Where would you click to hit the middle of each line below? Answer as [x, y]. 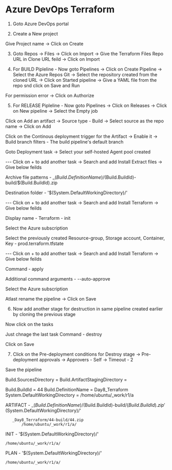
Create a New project [35, 33]
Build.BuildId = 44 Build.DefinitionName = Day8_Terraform [67, 389]
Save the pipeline [24, 370]
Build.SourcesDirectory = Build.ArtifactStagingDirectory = [66, 379]
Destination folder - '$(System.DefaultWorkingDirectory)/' [66, 193]
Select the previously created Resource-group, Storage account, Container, [85, 238]
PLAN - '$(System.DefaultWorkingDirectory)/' [54, 453]
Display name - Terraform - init [38, 218]
